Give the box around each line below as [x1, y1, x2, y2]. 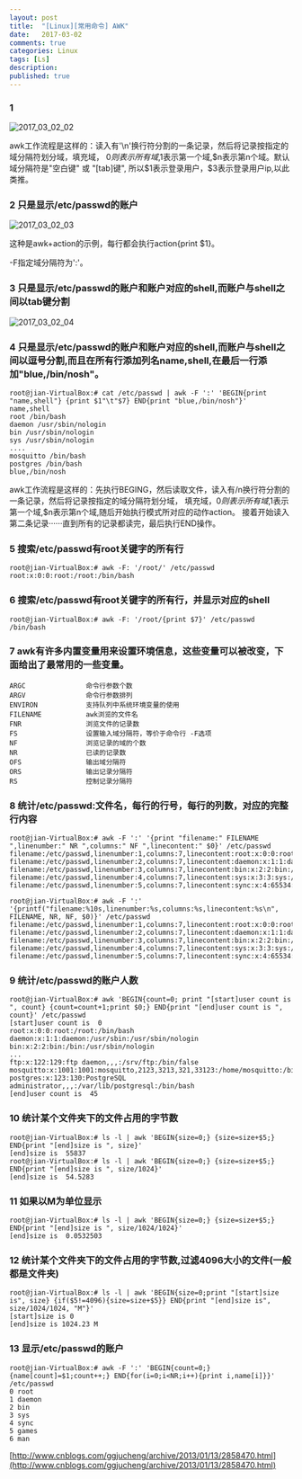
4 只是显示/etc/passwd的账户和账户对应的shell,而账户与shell [9, 341, 277, 353]
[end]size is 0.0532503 [9, 1232, 102, 1241]
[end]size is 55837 [9, 1148, 87, 1158]
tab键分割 [27, 296, 70, 308]
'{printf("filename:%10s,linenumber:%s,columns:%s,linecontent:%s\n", [9, 904, 280, 913]
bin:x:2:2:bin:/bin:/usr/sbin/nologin [9, 1042, 155, 1052]
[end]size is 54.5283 [9, 1172, 94, 1181]
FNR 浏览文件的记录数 [9, 719, 140, 728]
